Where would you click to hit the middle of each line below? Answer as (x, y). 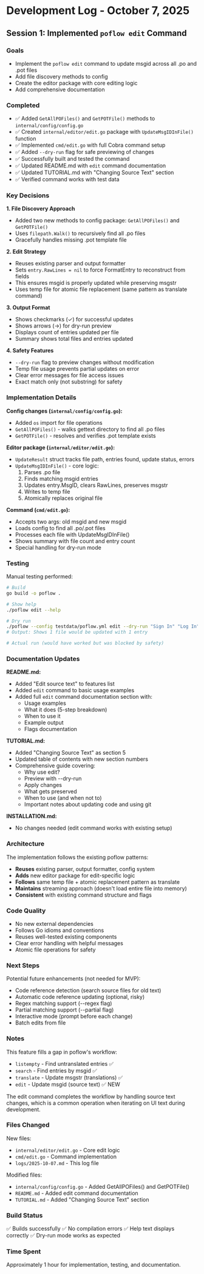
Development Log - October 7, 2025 (98, 11)
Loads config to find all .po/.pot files (60, 528)
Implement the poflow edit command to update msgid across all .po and (106, 63)
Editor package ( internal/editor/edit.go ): (61, 447)
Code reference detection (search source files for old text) (88, 990)
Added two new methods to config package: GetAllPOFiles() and (97, 220)
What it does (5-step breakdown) (66, 710)
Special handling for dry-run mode (58, 547)
